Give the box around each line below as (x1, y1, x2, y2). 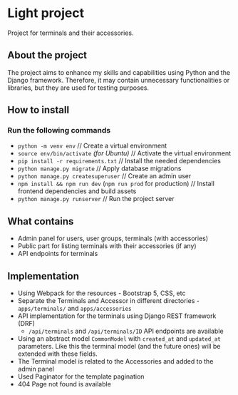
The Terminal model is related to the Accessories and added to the (17, 357, 214, 366)
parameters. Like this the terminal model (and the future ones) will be (17, 342, 221, 351)
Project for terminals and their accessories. (7, 29, 134, 37)
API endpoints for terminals (17, 250, 98, 258)
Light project (7, 5, 84, 21)
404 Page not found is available (17, 380, 112, 389)
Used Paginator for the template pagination (17, 372, 145, 381)
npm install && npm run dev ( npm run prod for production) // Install (17, 180, 215, 188)
